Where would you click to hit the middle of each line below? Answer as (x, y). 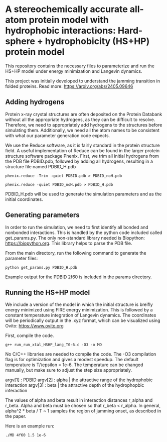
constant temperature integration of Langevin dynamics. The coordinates (81, 315)
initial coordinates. (24, 199)
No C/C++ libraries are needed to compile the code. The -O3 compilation (81, 354)
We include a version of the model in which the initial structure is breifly (79, 304)
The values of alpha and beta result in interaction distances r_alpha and (79, 400)
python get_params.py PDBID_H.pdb (41, 267)
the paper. (16, 416)
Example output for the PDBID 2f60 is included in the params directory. (78, 277)
